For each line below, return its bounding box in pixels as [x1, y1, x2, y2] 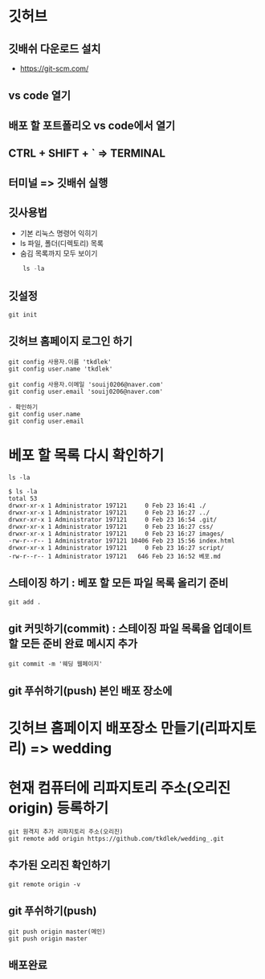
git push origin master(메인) [8, 928, 106, 936]
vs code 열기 [8, 89, 71, 103]
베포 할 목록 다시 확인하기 [8, 447, 165, 465]
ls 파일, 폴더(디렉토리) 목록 [19, 239, 104, 248]
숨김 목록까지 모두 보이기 [19, 248, 98, 258]
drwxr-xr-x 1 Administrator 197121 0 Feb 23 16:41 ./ [8, 502, 206, 510]
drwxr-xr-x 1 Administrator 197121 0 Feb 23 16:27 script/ [8, 543, 225, 551]
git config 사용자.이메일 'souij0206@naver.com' [8, 380, 165, 388]
